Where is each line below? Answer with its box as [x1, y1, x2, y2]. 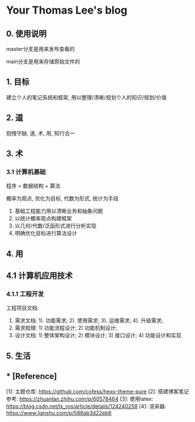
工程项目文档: [6, 304, 40, 311]
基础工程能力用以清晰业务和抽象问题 [14, 208, 103, 215]
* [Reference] [6, 371, 57, 382]
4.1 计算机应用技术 [6, 270, 73, 281]
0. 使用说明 [6, 28, 47, 38]
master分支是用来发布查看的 [6, 46, 75, 52]
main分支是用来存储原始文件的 [6, 58, 80, 65]
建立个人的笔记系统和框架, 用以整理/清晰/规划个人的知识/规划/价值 [6, 94, 167, 101]
